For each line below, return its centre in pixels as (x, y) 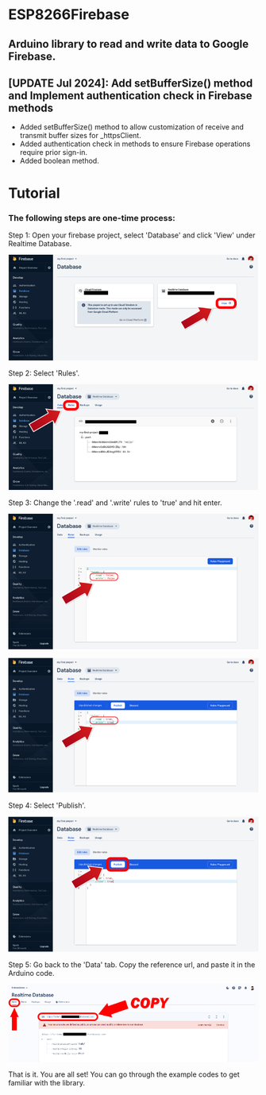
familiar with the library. (47, 1082)
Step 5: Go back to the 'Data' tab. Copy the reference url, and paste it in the (132, 965)
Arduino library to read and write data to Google (129, 44)
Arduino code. (31, 974)
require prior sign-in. (54, 152)
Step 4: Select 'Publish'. (47, 806)
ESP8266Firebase (69, 15)
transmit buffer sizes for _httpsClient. (80, 136)
